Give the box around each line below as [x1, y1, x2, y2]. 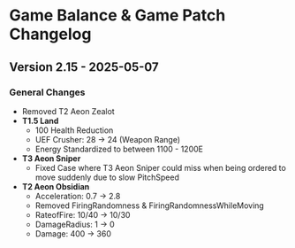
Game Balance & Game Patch [9, 5, 226, 26]
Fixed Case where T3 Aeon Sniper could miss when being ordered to [34, 162, 287, 173]
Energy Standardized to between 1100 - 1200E [34, 143, 203, 154]
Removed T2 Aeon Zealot [21, 105, 115, 116]
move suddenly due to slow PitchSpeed [34, 172, 179, 182]
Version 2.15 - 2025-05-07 [9, 59, 159, 74]
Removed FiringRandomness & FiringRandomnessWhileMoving [34, 200, 265, 211]
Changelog [9, 24, 92, 44]
